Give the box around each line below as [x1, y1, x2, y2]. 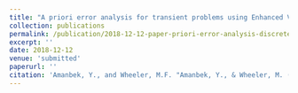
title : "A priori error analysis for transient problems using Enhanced [9, 12, 284, 22]
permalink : [9, 29, 50, 38]
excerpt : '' [9, 37, 53, 47]
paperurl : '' [9, 63, 58, 72]
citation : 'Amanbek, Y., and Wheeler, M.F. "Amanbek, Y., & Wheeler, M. [9, 71, 284, 80]
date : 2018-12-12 [9, 46, 74, 55]
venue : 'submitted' [9, 54, 82, 63]
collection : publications [9, 21, 105, 30]
